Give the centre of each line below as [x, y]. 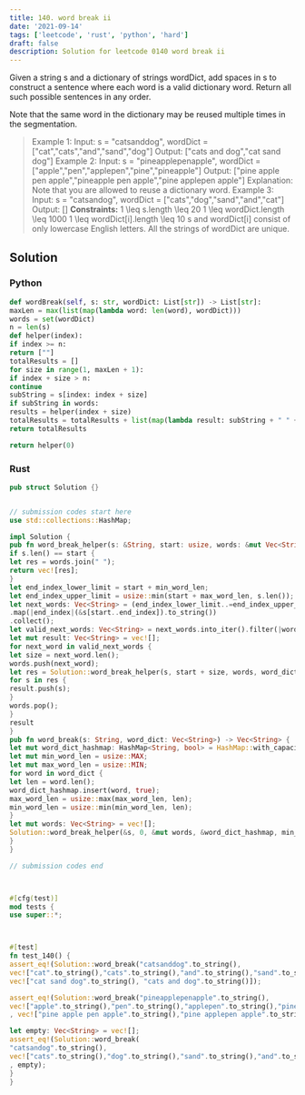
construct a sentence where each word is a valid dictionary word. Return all [151, 87]
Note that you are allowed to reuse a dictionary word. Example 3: [152, 190]
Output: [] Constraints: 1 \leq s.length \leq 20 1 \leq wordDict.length [158, 209]
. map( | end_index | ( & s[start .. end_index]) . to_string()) [113, 613]
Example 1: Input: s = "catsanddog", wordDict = [120, 142]
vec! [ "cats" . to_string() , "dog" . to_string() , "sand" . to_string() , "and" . [146, 1056]
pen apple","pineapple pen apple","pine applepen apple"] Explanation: [162, 181]
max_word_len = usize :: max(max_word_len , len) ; [101, 799]
